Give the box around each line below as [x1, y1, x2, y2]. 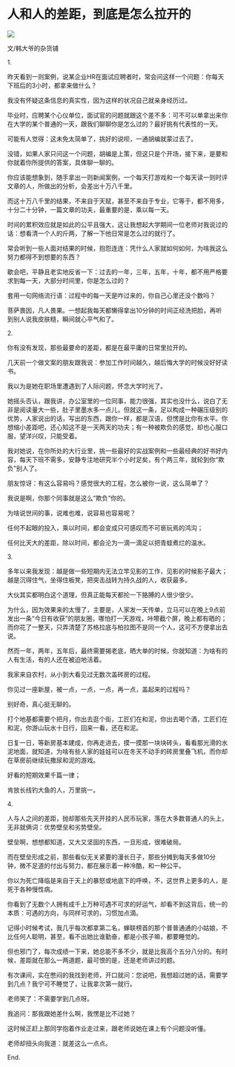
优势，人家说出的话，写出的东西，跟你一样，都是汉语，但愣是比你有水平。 [7, 414, 222, 422]
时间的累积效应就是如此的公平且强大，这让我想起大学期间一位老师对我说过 [7, 220, 222, 228]
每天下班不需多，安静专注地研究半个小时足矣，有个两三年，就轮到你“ [19, 455, 219, 463]
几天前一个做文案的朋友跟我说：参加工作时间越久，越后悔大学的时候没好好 [7, 358, 222, 366]
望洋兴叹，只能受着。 [19, 431, 81, 440]
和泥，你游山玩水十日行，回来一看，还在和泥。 [7, 723, 142, 732]
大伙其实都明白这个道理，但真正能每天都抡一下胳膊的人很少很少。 [7, 590, 197, 599]
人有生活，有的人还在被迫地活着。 [7, 655, 106, 664]
